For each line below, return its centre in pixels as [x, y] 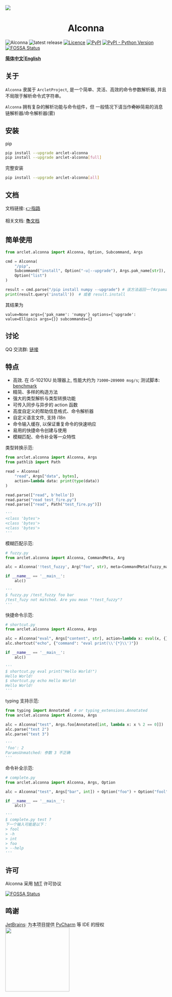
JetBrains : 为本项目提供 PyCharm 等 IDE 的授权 [55, 924]
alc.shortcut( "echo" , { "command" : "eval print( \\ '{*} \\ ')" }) [72, 643]
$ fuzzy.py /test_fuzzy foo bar [40, 595]
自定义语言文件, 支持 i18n [39, 418]
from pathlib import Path [33, 462]
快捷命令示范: [20, 615]
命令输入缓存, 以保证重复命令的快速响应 [54, 424]
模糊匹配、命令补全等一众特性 [44, 437]
